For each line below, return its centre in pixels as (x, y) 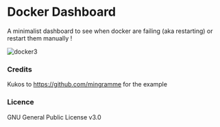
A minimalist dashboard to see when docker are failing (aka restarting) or (110, 31)
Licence (21, 102)
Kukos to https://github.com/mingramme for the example (87, 84)
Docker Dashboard (62, 12)
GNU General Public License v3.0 (54, 117)
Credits (20, 69)
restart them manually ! (40, 38)
